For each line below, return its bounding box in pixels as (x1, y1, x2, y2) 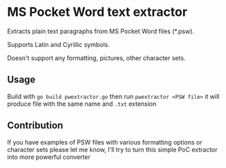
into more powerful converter (7, 153, 91, 161)
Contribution (7, 120, 64, 131)
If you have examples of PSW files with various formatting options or (7, 138, 203, 146)
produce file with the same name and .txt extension (7, 100, 157, 108)
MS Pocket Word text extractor (7, 4, 188, 20)
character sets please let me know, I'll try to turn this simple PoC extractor (7, 145, 218, 153)
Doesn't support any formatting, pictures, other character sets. (7, 53, 186, 62)
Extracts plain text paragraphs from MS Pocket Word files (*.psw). (7, 27, 195, 35)
